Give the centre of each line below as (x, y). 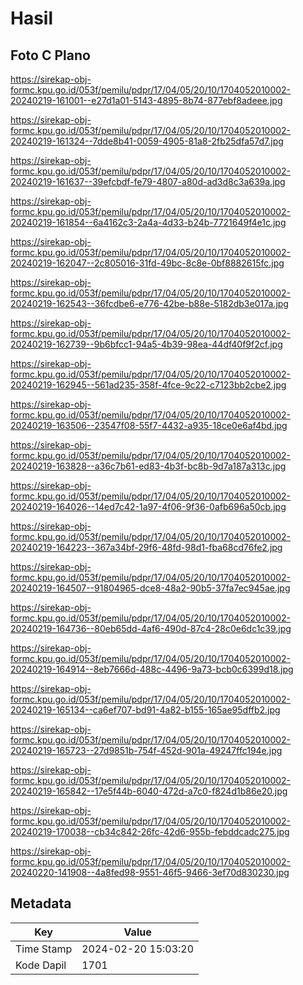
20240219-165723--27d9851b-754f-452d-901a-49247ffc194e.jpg (146, 750)
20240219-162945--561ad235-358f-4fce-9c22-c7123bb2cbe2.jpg (148, 385)
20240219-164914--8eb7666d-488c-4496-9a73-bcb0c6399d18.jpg (152, 669)
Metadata (41, 903)
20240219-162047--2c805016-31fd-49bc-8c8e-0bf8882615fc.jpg (147, 263)
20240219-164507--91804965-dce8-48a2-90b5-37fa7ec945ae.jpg (150, 588)
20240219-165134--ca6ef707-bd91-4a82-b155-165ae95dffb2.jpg (145, 710)
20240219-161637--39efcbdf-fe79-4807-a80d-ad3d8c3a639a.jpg (148, 181)
